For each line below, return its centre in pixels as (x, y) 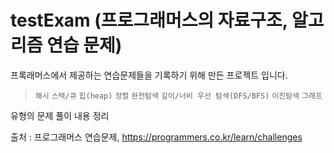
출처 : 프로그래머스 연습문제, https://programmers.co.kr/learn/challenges (156, 137)
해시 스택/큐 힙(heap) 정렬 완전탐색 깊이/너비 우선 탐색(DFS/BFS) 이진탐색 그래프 (178, 96)
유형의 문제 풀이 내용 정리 (60, 115)
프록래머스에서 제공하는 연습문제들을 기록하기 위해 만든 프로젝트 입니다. (149, 75)
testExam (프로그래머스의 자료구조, (149, 20)
